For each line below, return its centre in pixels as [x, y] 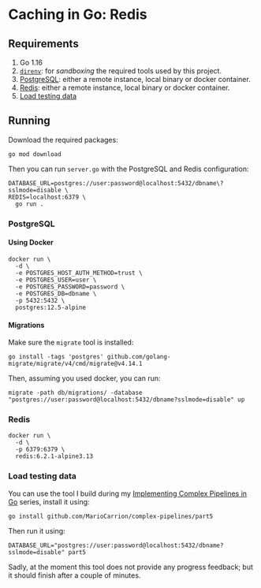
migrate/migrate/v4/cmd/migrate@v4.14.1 [76, 364]
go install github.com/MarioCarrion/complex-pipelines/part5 [111, 516]
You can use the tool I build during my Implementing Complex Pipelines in [127, 493]
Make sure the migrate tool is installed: [71, 342]
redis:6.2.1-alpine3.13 [54, 456]
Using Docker [31, 243]
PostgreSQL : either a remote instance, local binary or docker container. [135, 79]
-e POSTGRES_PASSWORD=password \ [70, 287]
